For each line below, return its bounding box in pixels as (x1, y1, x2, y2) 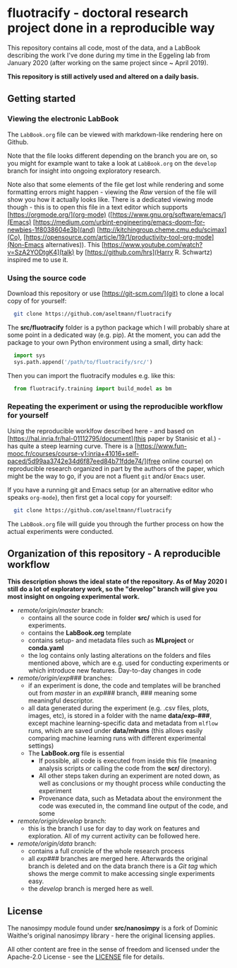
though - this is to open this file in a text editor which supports (7, 203, 188, 211)
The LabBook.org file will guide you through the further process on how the (7, 519, 224, 528)
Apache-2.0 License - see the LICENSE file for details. (7, 952, 164, 961)
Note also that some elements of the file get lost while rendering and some (7, 180, 224, 188)
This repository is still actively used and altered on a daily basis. (7, 72, 200, 81)
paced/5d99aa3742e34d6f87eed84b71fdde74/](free (7, 457, 161, 465)
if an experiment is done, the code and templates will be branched (28, 681, 221, 690)
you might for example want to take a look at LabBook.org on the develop (7, 159, 217, 167)
